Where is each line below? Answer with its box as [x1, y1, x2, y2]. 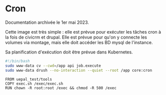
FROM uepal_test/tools [5, 77, 52, 82]
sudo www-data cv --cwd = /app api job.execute [5, 63, 101, 68]
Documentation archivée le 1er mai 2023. [5, 19, 89, 25]
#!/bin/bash [5, 58, 30, 63]
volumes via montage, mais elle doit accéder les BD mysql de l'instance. [5, 39, 153, 45]
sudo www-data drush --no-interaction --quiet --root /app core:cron [5, 68, 153, 73]
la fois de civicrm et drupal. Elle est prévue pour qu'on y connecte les [5, 34, 148, 40]
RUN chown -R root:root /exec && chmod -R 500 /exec [5, 85, 117, 91]
